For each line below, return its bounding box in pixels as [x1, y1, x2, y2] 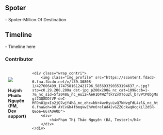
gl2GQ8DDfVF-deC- [32, 96, 67, 101]
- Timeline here [5, 44, 36, 49]
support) [8, 113, 27, 119]
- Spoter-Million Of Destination [5, 16, 66, 22]
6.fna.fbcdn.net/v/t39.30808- [32, 79, 93, 84]
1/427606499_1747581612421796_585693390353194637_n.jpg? [32, 83, 149, 89]
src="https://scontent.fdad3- [95, 75, 156, 80]
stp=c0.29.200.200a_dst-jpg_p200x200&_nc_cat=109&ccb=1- [32, 88, 149, 92]
